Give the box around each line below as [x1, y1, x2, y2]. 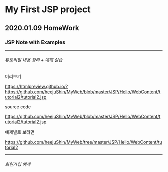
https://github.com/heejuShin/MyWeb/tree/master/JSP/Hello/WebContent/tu [5, 139, 162, 145]
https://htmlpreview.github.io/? [5, 84, 68, 90]
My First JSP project [5, 4, 91, 15]
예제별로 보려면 [5, 129, 35, 135]
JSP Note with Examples [5, 39, 66, 46]
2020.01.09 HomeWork [5, 24, 79, 32]
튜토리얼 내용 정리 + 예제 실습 [5, 57, 63, 63]
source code [5, 104, 31, 110]
